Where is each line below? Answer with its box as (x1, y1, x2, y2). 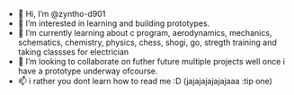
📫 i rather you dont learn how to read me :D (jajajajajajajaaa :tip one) (17, 76, 272, 86)
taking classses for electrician (17, 47, 129, 57)
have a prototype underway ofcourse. (17, 65, 158, 76)
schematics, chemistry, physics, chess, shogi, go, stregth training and (17, 37, 277, 47)
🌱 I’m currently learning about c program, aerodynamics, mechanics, (17, 28, 272, 38)
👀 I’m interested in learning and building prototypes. (17, 18, 210, 29)
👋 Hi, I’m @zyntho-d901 (17, 9, 106, 19)
